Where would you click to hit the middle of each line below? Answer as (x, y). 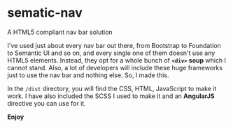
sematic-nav (45, 13)
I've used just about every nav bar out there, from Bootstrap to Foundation (114, 45)
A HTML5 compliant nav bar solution (60, 32)
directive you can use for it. (47, 103)
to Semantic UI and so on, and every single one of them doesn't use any (111, 53)
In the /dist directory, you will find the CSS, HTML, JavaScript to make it (112, 88)
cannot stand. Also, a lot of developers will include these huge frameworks (115, 67)
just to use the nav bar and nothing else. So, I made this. (88, 75)
